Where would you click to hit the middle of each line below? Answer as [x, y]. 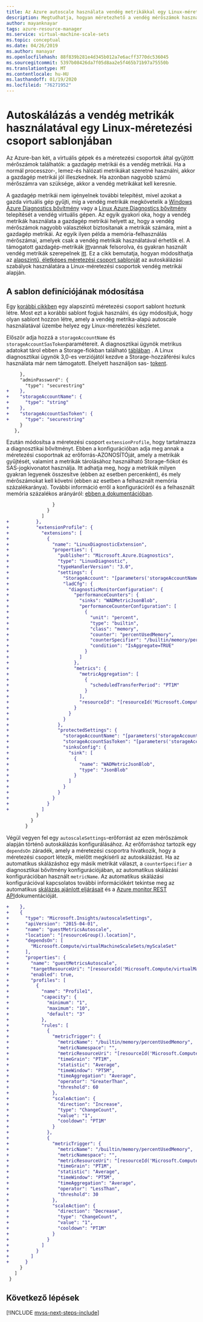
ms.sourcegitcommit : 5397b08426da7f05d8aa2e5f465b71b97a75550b [88, 62]
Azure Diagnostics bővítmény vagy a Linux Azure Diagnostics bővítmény [97, 208]
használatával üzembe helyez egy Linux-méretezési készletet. [83, 326]
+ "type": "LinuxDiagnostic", [67, 562]
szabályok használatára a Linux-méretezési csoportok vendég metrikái [94, 266]
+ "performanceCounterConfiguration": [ [92, 606]
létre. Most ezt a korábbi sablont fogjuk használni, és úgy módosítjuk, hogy [100, 312]
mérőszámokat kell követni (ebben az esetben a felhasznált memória [92, 481]
